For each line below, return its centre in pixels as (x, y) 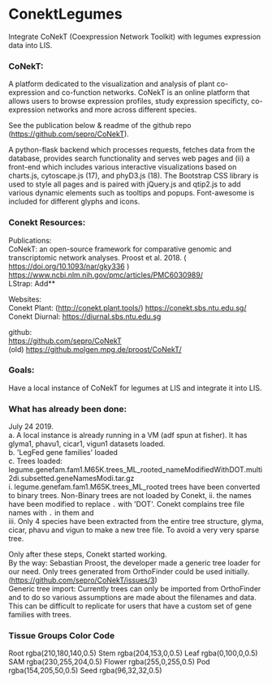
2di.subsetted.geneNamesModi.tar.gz (71, 479)
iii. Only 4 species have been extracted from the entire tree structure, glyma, (136, 522)
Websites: (25, 299)
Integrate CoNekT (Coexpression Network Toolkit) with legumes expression (135, 37)
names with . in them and (52, 513)
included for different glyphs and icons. (74, 202)
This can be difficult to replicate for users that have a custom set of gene (130, 606)
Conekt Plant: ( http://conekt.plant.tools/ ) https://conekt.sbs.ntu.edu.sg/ (127, 307)
